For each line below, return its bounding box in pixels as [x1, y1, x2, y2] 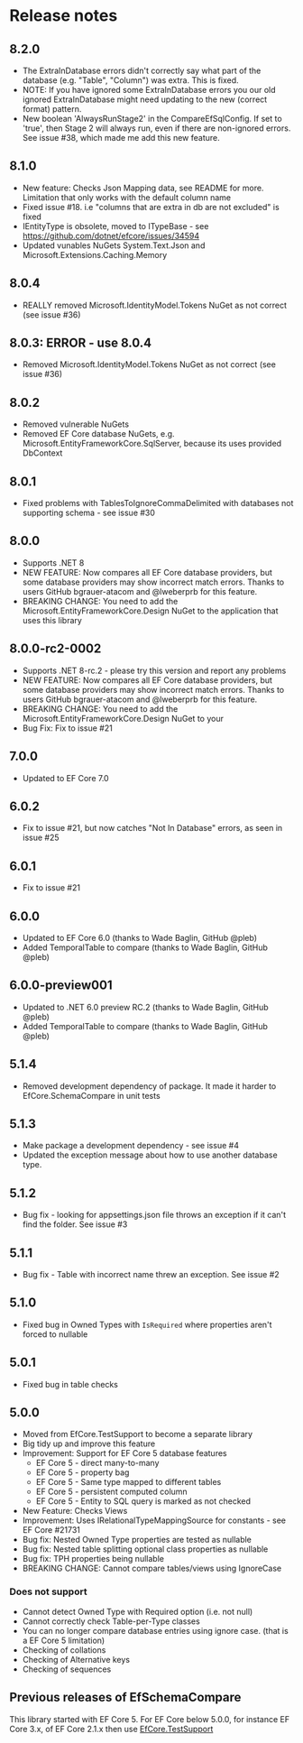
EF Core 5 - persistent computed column [35, 1486, 188, 1498]
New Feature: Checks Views [22, 1506, 128, 1517]
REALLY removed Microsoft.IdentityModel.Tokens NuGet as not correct [22, 300, 287, 310]
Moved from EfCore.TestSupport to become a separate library [22, 1429, 253, 1440]
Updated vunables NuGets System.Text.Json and [22, 240, 206, 251]
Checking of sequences [22, 1664, 112, 1674]
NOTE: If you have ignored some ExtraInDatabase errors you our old [22, 85, 277, 95]
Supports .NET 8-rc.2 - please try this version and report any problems [22, 665, 287, 676]
